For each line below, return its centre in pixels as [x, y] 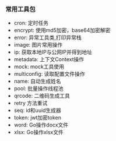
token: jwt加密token [38, 118]
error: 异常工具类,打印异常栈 [48, 38]
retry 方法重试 [31, 103]
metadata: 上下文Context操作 [49, 59]
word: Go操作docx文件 [41, 125]
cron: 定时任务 [31, 23]
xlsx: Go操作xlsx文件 [38, 132]
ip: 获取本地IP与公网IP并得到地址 [53, 52]
